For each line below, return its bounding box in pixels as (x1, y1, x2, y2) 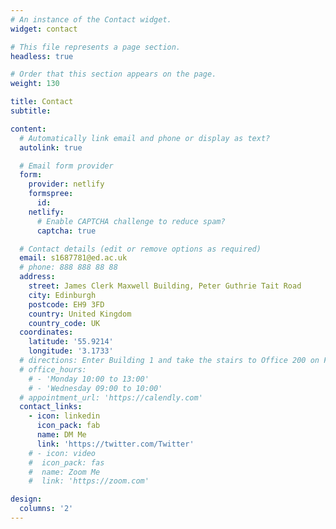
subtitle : (10, 106, 52, 116)
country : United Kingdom (28, 309, 132, 319)
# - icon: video (28, 448, 97, 458)
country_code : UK (28, 318, 101, 328)
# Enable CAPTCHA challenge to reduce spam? (36, 216, 226, 226)
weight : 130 (10, 79, 60, 89)
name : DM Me (36, 430, 87, 440)
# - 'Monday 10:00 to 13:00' (28, 374, 150, 384)
